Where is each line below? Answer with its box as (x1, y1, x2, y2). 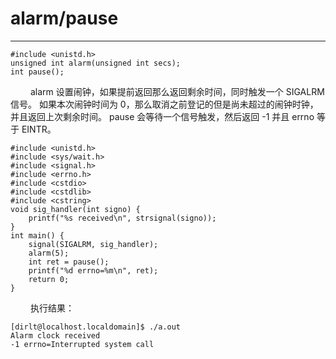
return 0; (28, 274, 70, 284)
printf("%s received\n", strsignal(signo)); (28, 213, 217, 223)
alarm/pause (10, 7, 119, 30)
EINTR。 (21, 123, 57, 135)
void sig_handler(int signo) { (10, 204, 141, 214)
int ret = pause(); (28, 257, 110, 267)
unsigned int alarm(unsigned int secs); (10, 58, 182, 68)
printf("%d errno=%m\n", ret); (28, 265, 159, 276)
